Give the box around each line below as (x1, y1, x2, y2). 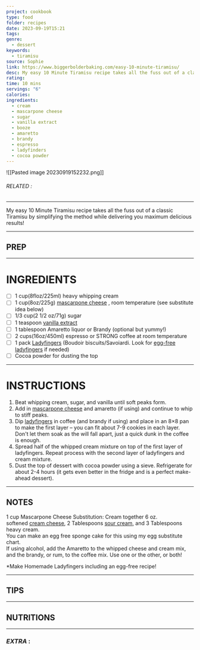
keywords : (6, 48, 31, 54)
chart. (6, 538, 21, 545)
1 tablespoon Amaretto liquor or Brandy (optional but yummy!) (14, 326, 167, 333)
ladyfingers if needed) (14, 346, 70, 353)
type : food (6, 14, 33, 20)
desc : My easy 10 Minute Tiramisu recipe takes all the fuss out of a (6, 70, 185, 76)
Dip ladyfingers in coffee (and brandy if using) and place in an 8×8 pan (14, 417, 189, 424)
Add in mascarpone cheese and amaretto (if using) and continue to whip (14, 405, 193, 412)
